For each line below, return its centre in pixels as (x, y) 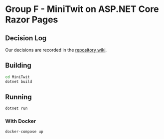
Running (19, 97)
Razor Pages (32, 20)
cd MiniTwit (17, 77)
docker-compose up (24, 132)
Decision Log (26, 38)
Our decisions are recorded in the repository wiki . (56, 50)
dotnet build (19, 81)
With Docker (21, 121)
